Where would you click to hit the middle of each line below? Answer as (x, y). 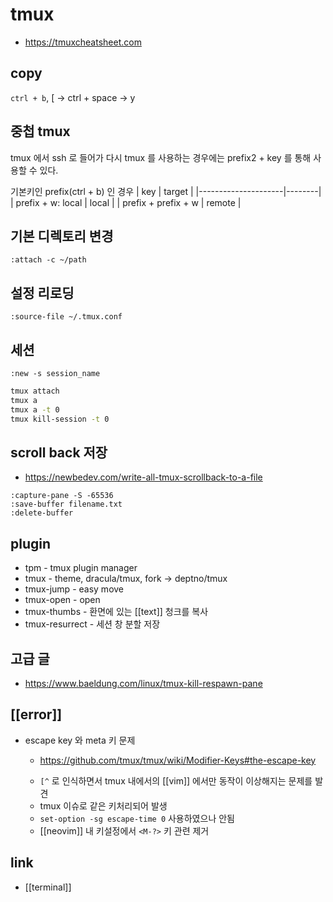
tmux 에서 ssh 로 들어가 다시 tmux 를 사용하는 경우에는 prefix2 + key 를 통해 (161, 157)
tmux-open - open (62, 600)
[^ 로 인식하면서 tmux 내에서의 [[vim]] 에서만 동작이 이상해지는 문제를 (176, 780)
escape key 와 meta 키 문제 (80, 740)
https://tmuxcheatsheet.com (83, 42)
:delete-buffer (42, 513)
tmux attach (35, 391)
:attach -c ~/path (48, 260)
